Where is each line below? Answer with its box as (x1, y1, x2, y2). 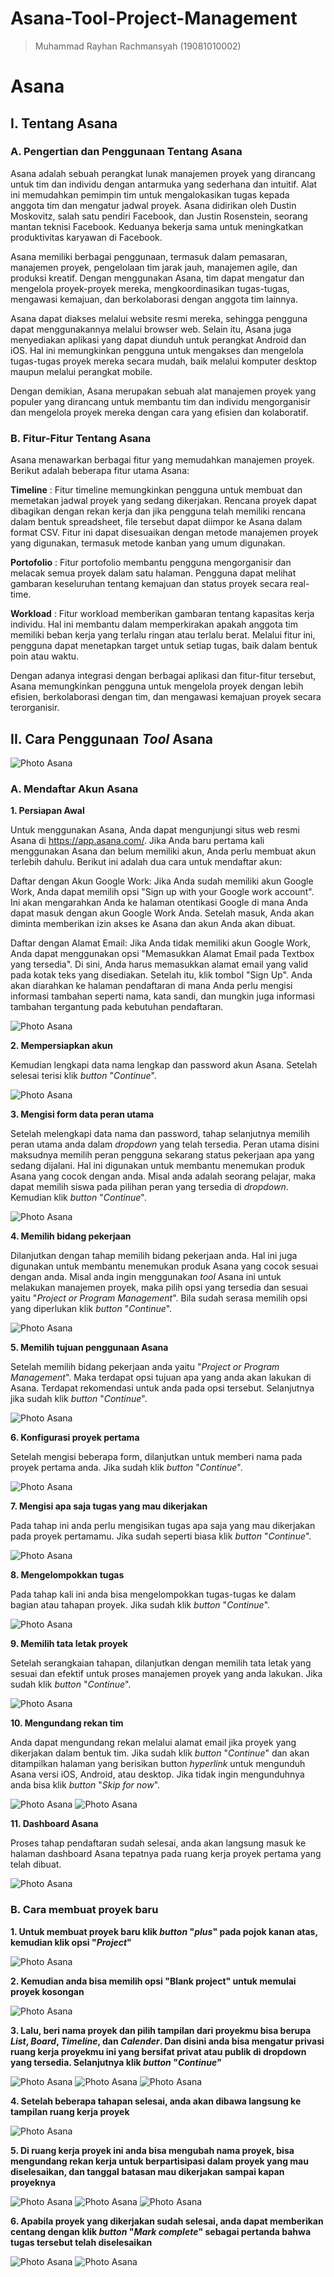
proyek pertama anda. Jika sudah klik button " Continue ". (10, 1462, 243, 1474)
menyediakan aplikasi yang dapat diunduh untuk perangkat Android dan (10, 333, 307, 346)
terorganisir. (10, 702, 60, 714)
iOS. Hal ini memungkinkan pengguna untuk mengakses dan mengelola (10, 344, 304, 356)
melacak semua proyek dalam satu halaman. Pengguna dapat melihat (10, 567, 297, 579)
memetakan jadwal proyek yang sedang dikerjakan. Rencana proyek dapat (10, 495, 317, 507)
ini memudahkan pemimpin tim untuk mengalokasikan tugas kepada (10, 188, 290, 201)
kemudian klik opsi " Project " (10, 1936, 132, 1948)
